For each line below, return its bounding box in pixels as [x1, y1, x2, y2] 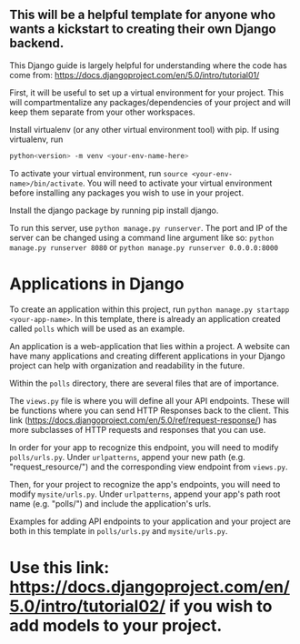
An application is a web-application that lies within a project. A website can [9, 340, 291, 351]
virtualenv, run [9, 134, 64, 145]
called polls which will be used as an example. [9, 323, 185, 334]
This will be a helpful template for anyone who [9, 7, 275, 23]
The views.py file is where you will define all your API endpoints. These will [9, 395, 290, 406]
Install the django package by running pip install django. [9, 205, 219, 216]
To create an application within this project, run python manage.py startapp [9, 304, 290, 315]
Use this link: [9, 557, 110, 578]
